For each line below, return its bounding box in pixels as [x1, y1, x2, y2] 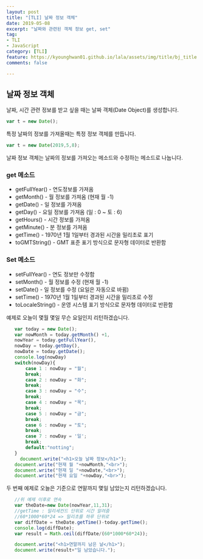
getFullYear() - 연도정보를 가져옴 [15, 186, 94, 193]
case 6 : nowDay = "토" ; [25, 422, 87, 428]
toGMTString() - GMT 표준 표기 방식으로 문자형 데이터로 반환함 [15, 239, 167, 246]
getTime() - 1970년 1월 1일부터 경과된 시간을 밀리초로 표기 [15, 231, 154, 239]
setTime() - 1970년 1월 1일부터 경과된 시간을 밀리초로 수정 [15, 293, 153, 301]
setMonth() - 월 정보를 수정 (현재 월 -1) [15, 278, 109, 286]
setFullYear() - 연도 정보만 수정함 [15, 270, 95, 278]
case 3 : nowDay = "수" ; [25, 388, 87, 394]
